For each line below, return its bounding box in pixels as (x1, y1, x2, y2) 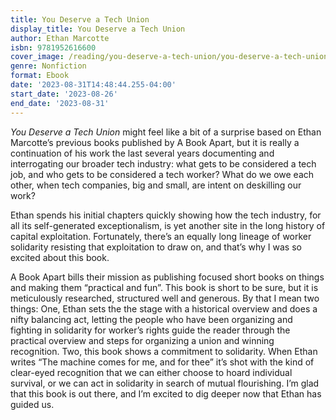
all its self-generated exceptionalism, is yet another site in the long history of (10, 219, 326, 231)
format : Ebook (10, 71, 70, 81)
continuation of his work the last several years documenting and (10, 147, 275, 159)
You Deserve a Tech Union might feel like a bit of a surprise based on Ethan (10, 126, 322, 138)
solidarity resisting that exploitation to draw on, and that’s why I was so (10, 241, 302, 253)
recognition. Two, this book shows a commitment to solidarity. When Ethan (10, 345, 318, 357)
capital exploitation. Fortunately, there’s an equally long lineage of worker (10, 230, 312, 242)
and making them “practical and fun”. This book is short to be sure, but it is (10, 281, 319, 293)
